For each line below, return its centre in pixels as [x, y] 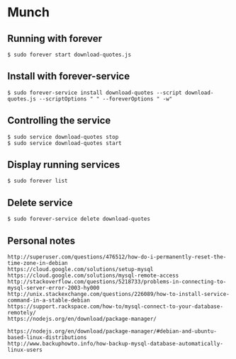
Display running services [64, 165]
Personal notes [41, 240]
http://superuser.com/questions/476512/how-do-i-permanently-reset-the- [117, 257]
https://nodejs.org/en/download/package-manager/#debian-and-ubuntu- [112, 331]
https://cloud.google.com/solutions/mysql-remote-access [93, 276]
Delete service [40, 203]
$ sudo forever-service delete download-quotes [79, 219]
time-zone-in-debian [38, 263]
